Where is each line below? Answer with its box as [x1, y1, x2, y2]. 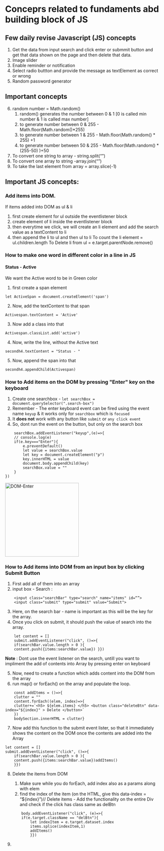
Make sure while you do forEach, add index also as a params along [19, 780, 156, 786]
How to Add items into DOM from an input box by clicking [5, 563, 144, 570]
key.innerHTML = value [23, 456, 69, 461]
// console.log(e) [14, 435, 52, 440]
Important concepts [5, 92, 67, 101]
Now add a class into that [12, 321, 64, 327]
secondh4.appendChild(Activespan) [5, 367, 76, 372]
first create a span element [12, 284, 67, 290]
